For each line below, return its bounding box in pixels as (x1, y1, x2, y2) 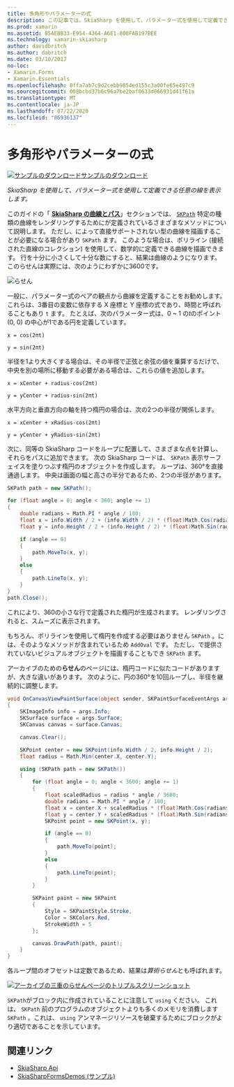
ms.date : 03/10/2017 (7, 56, 68, 63)
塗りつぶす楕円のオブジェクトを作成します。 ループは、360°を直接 (31, 462, 224, 470)
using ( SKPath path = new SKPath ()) (19, 765, 127, 772)
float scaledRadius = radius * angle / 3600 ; (44, 791, 179, 799)
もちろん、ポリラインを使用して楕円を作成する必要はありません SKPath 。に (7, 631, 224, 640)
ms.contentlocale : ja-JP (7, 101, 79, 108)
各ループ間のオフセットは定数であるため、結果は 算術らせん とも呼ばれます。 (7, 966, 226, 975)
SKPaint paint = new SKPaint (32, 895, 117, 902)
